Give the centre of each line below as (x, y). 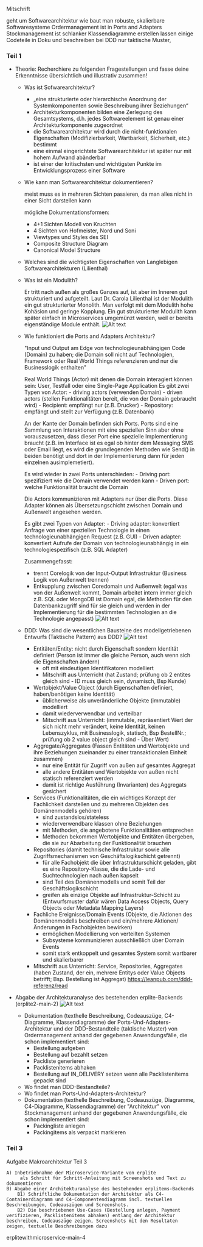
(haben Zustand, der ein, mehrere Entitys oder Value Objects (109, 973)
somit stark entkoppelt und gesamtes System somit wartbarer (120, 953)
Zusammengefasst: (48, 562)
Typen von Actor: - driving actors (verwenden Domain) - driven (103, 392)
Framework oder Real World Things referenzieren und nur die (101, 361)
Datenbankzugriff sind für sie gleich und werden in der (101, 606)
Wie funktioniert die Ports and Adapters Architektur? (90, 336)
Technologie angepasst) (64, 619)
